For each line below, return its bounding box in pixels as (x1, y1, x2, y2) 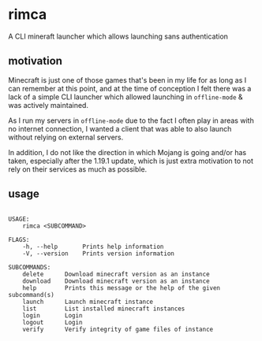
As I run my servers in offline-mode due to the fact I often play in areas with (8, 116, 254, 125)
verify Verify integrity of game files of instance (22, 325, 214, 333)
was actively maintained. (8, 100, 89, 109)
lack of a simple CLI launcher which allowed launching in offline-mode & (8, 92, 243, 102)
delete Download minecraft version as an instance (22, 270, 211, 278)
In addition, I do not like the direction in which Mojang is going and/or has (8, 147, 247, 157)
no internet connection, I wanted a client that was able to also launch (8, 124, 232, 133)
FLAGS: (8, 235, 30, 243)
